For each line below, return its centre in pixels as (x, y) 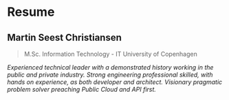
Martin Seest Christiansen (65, 38)
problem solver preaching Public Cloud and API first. (82, 89)
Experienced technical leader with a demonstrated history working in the (110, 67)
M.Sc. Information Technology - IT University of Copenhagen (110, 54)
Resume (31, 12)
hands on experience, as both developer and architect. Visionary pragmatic (115, 82)
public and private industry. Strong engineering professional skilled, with (110, 74)
